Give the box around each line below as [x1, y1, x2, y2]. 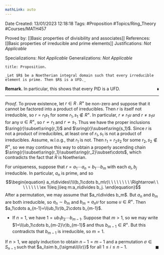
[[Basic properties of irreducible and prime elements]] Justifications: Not [5, 40, 151, 46]
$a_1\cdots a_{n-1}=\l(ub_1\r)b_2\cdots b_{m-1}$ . [5, 205, 102, 211]
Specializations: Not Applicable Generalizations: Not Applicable [5, 55, 133, 61]
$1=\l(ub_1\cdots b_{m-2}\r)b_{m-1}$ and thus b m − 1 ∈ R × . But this [12, 221, 146, 229]
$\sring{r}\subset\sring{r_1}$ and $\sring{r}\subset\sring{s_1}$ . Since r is [5, 125, 152, 132]
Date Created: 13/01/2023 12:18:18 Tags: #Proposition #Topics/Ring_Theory [5, 20, 156, 26]
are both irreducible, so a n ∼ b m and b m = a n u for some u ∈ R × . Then [5, 198, 146, 206]
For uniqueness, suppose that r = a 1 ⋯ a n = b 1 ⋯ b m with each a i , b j [5, 164, 138, 171]
